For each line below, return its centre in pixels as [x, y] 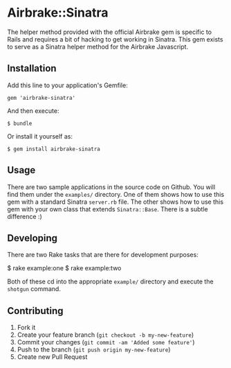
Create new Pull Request [52, 357]
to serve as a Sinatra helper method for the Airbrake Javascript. [98, 46]
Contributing [35, 311]
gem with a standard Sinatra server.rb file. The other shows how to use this [115, 202]
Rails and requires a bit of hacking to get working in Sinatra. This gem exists [115, 39]
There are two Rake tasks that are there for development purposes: [103, 255]
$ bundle [20, 123]
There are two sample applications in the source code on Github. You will [111, 187]
